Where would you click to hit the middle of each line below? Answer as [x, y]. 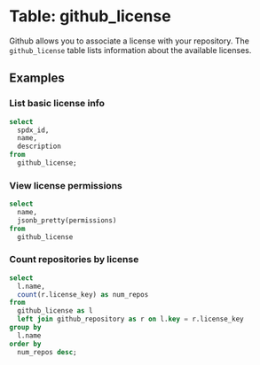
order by [25, 344]
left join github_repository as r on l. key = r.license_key [130, 319]
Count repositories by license [74, 260]
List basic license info [57, 104]
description [39, 147]
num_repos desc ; [47, 352]
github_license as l [55, 311]
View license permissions [66, 185]
